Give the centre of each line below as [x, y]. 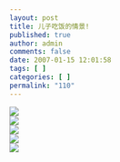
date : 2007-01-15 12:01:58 [60, 60]
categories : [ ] [40, 77]
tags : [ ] [28, 69]
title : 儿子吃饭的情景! [50, 26]
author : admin [36, 43]
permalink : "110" [42, 86]
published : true [40, 35]
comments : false [40, 52]
